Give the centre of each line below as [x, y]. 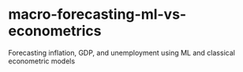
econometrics [55, 31]
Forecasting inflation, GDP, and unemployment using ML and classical [121, 52]
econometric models [42, 61]
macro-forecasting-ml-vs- [97, 14]
